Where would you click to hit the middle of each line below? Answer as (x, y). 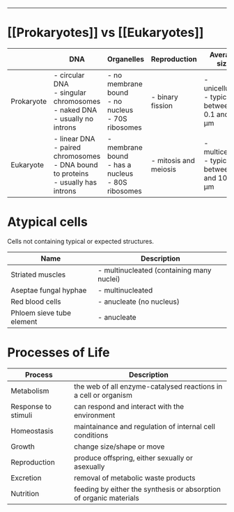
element (24, 321)
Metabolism (30, 391)
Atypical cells (48, 222)
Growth (23, 447)
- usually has (75, 182)
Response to (31, 406)
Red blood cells (36, 302)
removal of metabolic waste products (135, 478)
